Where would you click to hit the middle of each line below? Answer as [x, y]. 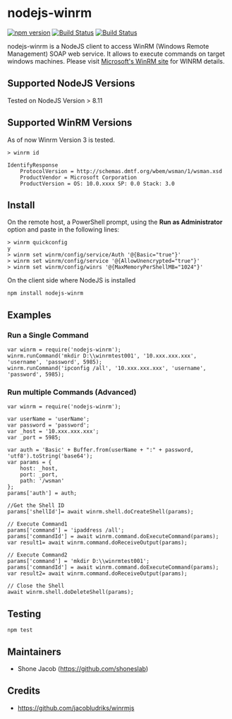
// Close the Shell [36, 586]
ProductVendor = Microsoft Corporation [79, 177]
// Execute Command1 [38, 524]
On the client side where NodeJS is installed [72, 280]
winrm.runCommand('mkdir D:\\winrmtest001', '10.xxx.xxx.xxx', [102, 356]
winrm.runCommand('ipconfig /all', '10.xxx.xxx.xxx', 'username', [107, 369]
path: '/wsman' [42, 481]
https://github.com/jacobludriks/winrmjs [76, 708]
